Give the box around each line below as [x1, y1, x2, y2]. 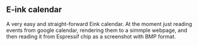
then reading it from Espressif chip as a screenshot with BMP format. [6, 32, 176, 40]
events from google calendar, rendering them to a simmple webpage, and [6, 27, 187, 34]
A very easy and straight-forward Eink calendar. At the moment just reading [6, 20, 193, 27]
